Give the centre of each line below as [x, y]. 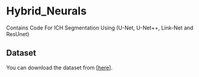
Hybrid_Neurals [47, 11]
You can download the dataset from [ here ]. [60, 67]
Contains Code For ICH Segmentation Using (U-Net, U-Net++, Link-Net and [100, 28]
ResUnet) [18, 34]
